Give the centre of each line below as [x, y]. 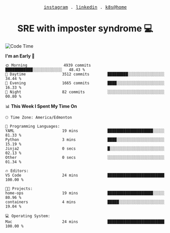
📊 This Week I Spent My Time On [41, 106]
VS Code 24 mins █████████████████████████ [85, 175]
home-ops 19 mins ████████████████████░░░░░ [85, 193]
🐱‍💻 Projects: [19, 188]
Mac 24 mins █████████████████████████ [85, 222]
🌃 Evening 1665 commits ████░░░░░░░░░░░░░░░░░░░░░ [85, 83]
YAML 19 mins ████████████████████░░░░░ [85, 131]
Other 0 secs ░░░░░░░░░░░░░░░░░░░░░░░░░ [85, 157]
